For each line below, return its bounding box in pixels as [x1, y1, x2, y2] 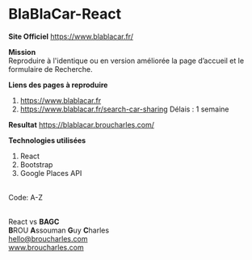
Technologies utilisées [8, 135, 86, 145]
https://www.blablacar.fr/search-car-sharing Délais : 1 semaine [19, 104, 229, 114]
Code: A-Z [8, 192, 43, 202]
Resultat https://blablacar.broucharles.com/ [8, 120, 155, 129]
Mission [8, 47, 36, 57]
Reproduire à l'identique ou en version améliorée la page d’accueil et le [8, 56, 245, 65]
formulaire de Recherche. [8, 64, 93, 73]
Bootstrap [19, 159, 53, 170]
